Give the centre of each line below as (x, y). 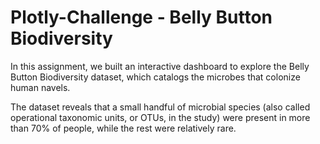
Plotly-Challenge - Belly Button (141, 17)
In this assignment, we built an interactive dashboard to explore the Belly (160, 66)
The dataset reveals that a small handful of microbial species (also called (160, 107)
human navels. (40, 87)
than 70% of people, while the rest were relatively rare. (123, 128)
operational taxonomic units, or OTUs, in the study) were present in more (160, 117)
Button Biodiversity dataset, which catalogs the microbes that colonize (155, 77)
